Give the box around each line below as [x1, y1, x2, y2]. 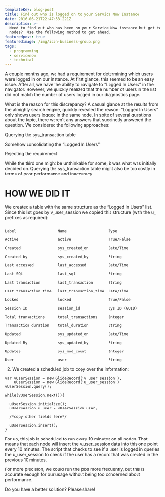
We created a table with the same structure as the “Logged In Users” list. [5, 205, 153, 210]
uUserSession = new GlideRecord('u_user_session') [14, 380, 120, 385]
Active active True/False [5, 237, 131, 242]
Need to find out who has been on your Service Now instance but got [9, 26, 155, 30]
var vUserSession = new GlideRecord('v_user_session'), [5, 376, 122, 381]
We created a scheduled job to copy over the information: [12, 366, 129, 372]
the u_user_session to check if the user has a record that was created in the [5, 452, 158, 458]
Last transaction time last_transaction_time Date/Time [5, 289, 129, 294]
